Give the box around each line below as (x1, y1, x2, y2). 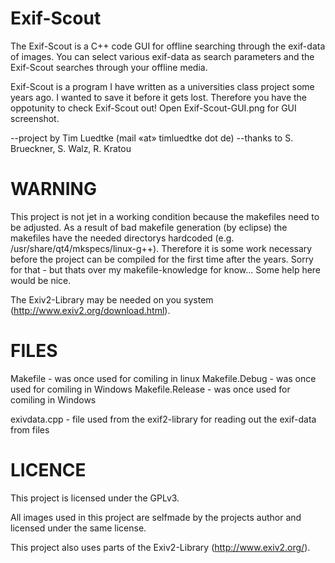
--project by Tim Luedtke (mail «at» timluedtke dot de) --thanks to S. (10, 132, 294, 144)
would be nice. (10, 274, 72, 286)
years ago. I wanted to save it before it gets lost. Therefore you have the (10, 91, 308, 103)
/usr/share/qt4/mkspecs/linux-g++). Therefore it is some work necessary (10, 242, 313, 254)
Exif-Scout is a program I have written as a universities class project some (10, 80, 315, 92)
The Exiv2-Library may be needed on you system (10, 293, 214, 306)
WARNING (10, 178, 97, 201)
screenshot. (10, 112, 60, 124)
